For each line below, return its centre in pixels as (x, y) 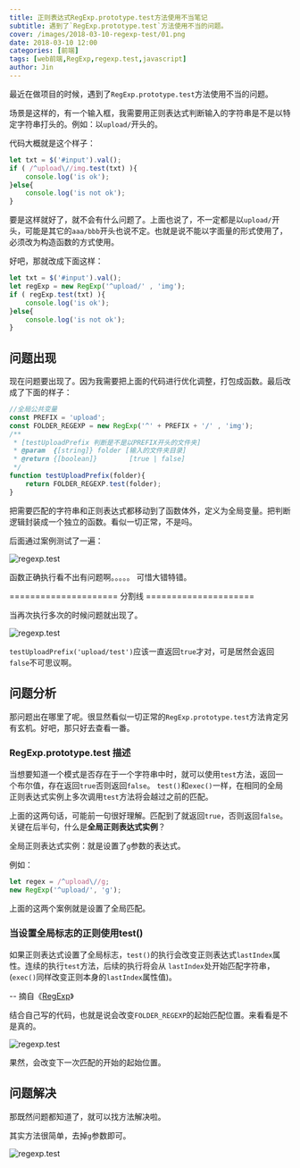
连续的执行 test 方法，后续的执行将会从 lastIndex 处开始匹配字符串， (150, 965)
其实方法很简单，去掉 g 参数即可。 (70, 1135)
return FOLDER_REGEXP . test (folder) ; (94, 483)
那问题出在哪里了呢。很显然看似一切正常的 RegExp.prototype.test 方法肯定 (145, 717)
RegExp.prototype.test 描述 (70, 753)
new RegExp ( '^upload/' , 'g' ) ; (66, 890)
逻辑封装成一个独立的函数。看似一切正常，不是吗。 (103, 521)
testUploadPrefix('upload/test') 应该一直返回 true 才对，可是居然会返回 (142, 651)
